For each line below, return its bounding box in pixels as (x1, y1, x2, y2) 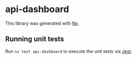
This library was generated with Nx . (5, 20, 79, 26)
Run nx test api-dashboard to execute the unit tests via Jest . (5, 48, 132, 54)
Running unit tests (5, 35, 64, 43)
